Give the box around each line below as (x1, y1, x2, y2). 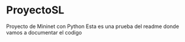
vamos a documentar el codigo (6, 29, 82, 36)
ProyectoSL (6, 3, 65, 17)
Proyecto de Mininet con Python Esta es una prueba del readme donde (6, 23, 180, 30)
